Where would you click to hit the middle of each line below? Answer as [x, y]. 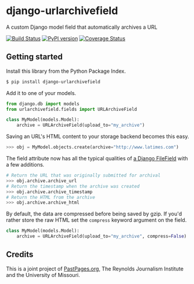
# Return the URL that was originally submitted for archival [83, 175]
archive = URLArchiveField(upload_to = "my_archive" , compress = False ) [102, 236]
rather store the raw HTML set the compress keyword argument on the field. [96, 220]
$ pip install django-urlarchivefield [53, 82]
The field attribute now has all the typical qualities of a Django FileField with [97, 158]
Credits [20, 254]
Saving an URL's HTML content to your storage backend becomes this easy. [98, 137]
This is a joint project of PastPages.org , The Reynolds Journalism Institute [95, 269]
